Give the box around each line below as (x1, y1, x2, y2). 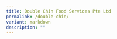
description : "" (6, 24, 46, 30)
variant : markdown (6, 19, 51, 25)
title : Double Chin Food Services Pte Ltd (6, 8, 111, 14)
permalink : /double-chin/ (6, 14, 69, 19)
